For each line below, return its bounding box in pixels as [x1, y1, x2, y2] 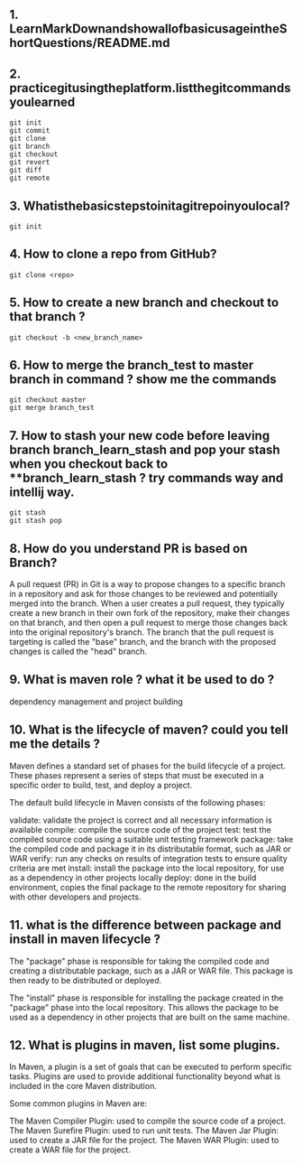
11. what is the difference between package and [9, 917, 282, 933]
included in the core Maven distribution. [9, 1081, 158, 1092]
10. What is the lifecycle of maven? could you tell [9, 722, 288, 738]
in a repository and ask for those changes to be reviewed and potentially [9, 589, 279, 600]
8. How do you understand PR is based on [9, 541, 248, 556]
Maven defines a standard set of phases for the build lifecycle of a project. [9, 760, 286, 771]
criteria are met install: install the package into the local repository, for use [9, 862, 285, 873]
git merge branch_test [9, 404, 95, 413]
